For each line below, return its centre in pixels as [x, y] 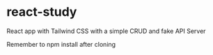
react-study [42, 12]
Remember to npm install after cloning [61, 44]
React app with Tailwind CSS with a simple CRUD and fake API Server [106, 31]
